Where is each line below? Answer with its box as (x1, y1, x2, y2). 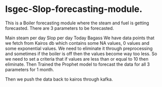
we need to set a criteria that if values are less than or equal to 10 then (5, 56, 149, 62)
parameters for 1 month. (5, 66, 54, 73)
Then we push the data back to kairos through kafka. (5, 76, 113, 82)
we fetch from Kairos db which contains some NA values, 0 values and (5, 40, 150, 46)
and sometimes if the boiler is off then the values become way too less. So (5, 51, 158, 57)
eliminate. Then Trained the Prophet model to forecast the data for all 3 (5, 61, 150, 67)
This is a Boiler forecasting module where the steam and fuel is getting (5, 20, 150, 26)
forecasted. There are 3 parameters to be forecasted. (5, 25, 114, 31)
